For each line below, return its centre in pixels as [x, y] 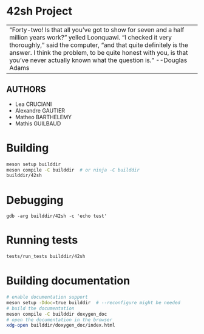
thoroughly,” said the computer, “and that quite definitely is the [99, 45]
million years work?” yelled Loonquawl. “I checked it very [90, 37]
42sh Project [39, 11]
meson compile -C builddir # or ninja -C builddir [73, 170]
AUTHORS [26, 89]
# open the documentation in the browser [59, 320]
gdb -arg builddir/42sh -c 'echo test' [57, 216]
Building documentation [68, 281]
